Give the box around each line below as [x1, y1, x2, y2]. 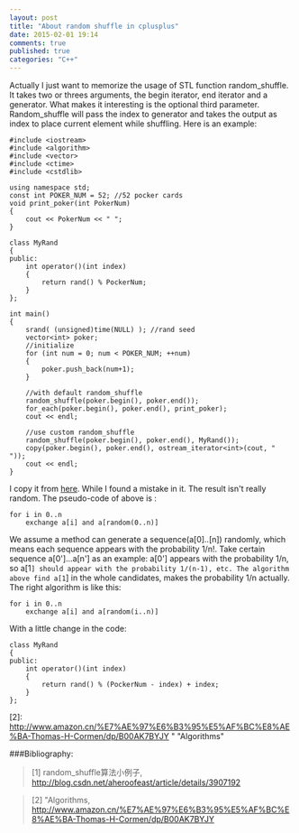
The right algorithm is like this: [9, 582, 122, 592]
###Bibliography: [9, 748, 74, 759]
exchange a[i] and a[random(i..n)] [25, 607, 159, 616]
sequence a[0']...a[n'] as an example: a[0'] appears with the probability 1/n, [9, 553, 290, 564]
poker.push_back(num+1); [41, 365, 135, 374]
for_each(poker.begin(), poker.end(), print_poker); [25, 404, 228, 413]
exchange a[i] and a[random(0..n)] [25, 518, 159, 527]
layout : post [9, 13, 59, 23]
